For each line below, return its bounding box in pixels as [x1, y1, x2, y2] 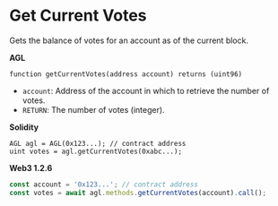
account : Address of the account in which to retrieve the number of [22, 85, 270, 96]
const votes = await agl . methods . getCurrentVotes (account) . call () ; [9, 188, 267, 197]
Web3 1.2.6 [9, 162, 53, 173]
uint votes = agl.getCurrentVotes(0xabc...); [9, 147, 182, 156]
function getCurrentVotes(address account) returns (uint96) [9, 69, 243, 79]
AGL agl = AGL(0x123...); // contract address [9, 139, 187, 148]
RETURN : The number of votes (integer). [22, 104, 165, 115]
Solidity [9, 122, 39, 133]
